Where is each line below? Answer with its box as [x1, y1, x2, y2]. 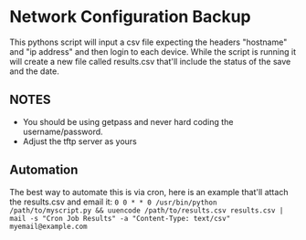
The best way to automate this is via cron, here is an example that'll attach [9, 186, 289, 197]
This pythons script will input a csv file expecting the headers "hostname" [9, 37, 288, 47]
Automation [9, 162, 79, 178]
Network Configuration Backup [9, 6, 251, 27]
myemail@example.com [9, 222, 89, 231]
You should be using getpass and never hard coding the [22, 116, 234, 127]
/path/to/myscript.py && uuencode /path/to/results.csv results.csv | [9, 205, 284, 215]
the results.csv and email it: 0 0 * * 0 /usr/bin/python [9, 196, 217, 207]
